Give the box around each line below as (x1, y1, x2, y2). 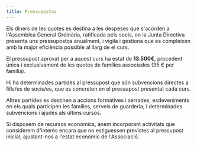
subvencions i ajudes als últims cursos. (6, 109, 102, 116)
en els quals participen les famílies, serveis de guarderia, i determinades (6, 102, 183, 109)
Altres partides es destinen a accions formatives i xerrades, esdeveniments (6, 97, 190, 104)
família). (6, 67, 26, 74)
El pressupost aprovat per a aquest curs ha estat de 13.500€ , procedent (6, 55, 183, 62)
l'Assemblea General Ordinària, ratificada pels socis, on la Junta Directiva (6, 31, 185, 38)
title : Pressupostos (6, 8, 57, 15)
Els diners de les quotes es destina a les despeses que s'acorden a (6, 25, 170, 32)
